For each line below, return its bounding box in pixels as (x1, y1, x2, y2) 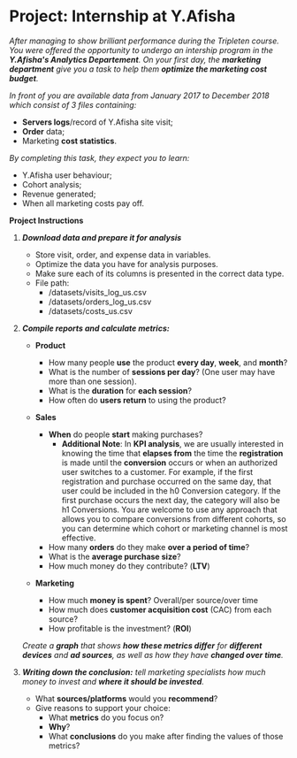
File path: (34, 277, 70, 288)
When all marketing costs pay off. (21, 197, 144, 209)
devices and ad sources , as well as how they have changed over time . (21, 649, 285, 660)
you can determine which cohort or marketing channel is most (61, 523, 288, 533)
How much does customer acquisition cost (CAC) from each (48, 604, 272, 615)
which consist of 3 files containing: (9, 99, 137, 110)
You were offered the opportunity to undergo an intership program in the (9, 44, 274, 55)
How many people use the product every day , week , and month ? (48, 356, 288, 368)
